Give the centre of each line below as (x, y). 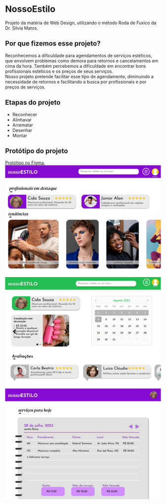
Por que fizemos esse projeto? (53, 44)
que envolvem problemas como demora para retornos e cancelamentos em (82, 61)
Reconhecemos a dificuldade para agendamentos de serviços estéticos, (79, 55)
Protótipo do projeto (37, 151)
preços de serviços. (25, 87)
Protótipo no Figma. (25, 163)
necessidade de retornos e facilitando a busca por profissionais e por (76, 82)
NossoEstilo (30, 9)
